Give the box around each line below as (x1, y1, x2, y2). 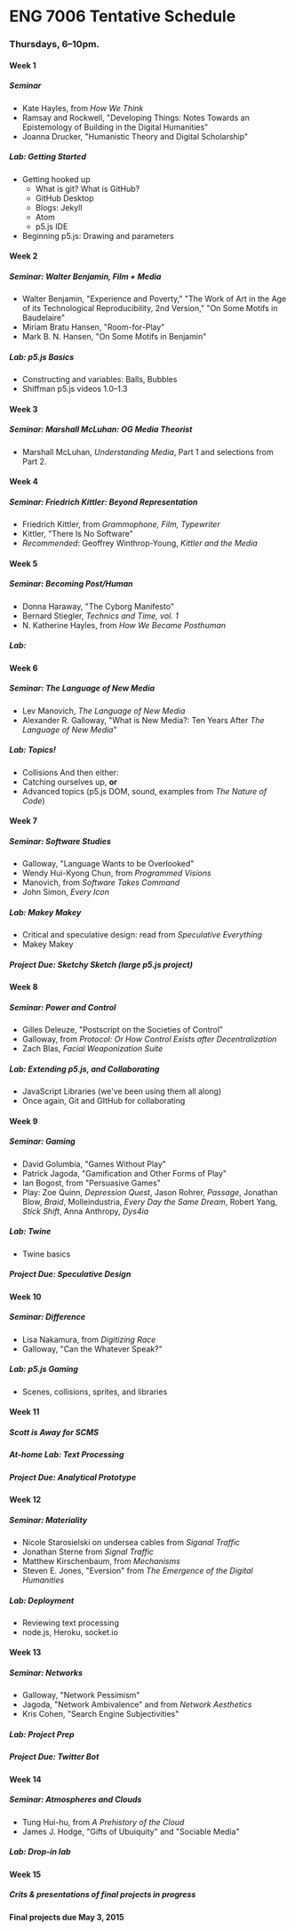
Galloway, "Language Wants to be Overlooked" (21, 858, 195, 869)
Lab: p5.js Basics (9, 351, 75, 362)
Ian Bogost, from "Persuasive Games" (21, 1177, 162, 1188)
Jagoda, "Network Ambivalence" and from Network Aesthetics (21, 1699, 252, 1710)
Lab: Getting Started (9, 151, 87, 162)
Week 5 (9, 558, 38, 569)
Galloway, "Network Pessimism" (21, 1690, 140, 1701)
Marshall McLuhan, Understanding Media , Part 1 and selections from (21, 446, 274, 457)
